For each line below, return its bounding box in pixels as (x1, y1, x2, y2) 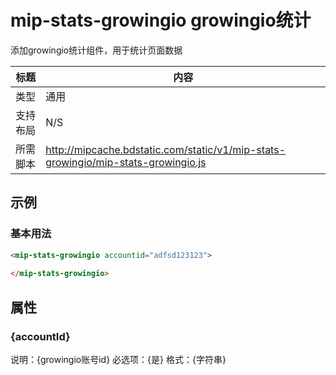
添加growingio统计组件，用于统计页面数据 (10, 44, 183, 56)
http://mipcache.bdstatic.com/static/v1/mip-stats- (45, 142, 287, 156)
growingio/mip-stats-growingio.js (45, 155, 207, 169)
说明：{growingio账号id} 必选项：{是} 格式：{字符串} (10, 353, 227, 365)
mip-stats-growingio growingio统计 (10, 9, 312, 32)
